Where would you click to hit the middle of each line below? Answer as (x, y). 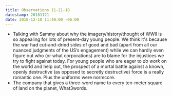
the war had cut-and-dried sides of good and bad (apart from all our (85, 45)
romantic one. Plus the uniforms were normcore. (64, 78)
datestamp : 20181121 (27, 15)
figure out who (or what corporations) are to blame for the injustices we (88, 56)
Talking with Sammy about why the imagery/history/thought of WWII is (87, 34)
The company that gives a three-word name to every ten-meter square (88, 83)
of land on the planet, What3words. (50, 88)
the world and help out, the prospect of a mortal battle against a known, (89, 66)
